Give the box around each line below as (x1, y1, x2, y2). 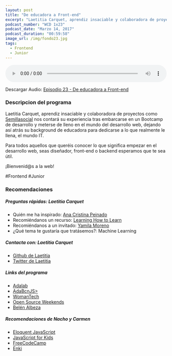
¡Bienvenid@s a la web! (5, 163, 55, 169)
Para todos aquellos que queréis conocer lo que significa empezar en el (5, 142, 157, 149)
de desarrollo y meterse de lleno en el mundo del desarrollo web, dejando (5, 121, 161, 128)
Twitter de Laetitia (12, 258, 51, 264)
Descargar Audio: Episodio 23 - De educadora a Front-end (5, 86, 129, 92)
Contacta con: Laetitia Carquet (5, 239, 73, 246)
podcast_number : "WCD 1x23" (5, 22, 66, 27)
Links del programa (5, 269, 48, 276)
